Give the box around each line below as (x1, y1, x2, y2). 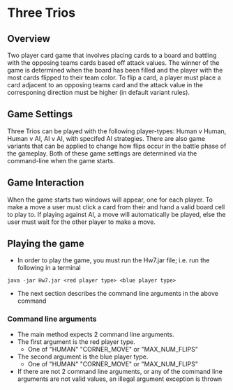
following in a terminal (17, 264, 82, 272)
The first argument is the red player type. (17, 337, 136, 346)
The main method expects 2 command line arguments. (17, 330, 174, 338)
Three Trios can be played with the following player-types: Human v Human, (7, 127, 227, 135)
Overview (7, 33, 51, 45)
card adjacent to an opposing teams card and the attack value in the (7, 81, 204, 89)
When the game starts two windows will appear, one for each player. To (7, 195, 213, 204)
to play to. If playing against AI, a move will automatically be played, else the (7, 210, 226, 218)
